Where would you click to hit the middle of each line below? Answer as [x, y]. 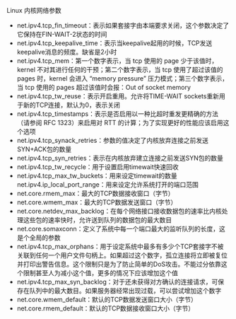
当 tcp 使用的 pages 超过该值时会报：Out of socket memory [104, 87]
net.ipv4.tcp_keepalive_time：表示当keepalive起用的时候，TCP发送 [114, 43]
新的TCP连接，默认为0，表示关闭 [72, 105]
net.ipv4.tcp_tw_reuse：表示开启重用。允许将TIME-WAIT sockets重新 [118, 96]
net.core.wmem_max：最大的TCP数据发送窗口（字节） [97, 202]
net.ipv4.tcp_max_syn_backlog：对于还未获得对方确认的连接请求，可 [117, 282]
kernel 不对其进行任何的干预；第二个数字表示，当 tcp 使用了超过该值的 [120, 70]
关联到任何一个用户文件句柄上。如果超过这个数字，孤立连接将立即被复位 [122, 255]
